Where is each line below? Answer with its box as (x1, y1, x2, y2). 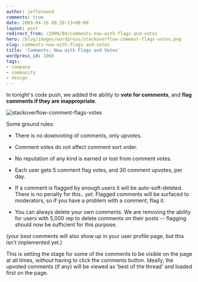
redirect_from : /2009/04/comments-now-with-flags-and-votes (6, 31, 158, 37)
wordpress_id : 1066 (6, 53, 55, 59)
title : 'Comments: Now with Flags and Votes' (6, 47, 120, 53)
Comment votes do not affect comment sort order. (14, 144, 138, 151)
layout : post (6, 25, 39, 31)
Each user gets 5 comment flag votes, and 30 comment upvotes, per (14, 167, 183, 174)
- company (6, 64, 31, 70)
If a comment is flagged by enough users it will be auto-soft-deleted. (14, 185, 183, 192)
